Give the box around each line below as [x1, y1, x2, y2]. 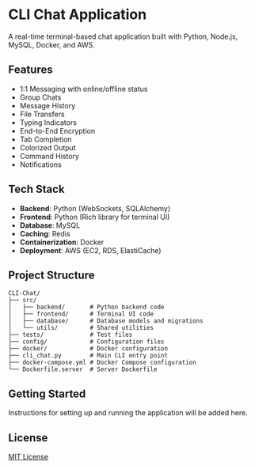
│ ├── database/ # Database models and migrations [8, 317, 204, 325]
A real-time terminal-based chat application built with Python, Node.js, [8, 32, 238, 41]
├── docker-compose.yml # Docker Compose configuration [8, 358, 196, 367]
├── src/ [8, 297, 37, 304]
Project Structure [8, 268, 95, 282]
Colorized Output [19, 142, 77, 152]
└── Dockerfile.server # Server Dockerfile [8, 365, 158, 373]
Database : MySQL [19, 220, 81, 230]
